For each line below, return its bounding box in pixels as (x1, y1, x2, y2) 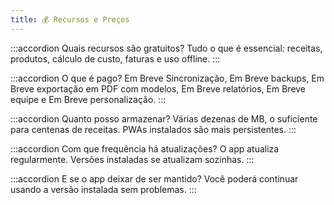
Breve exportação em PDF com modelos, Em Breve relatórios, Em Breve (10, 82, 307, 95)
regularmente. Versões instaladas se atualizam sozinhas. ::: (10, 153, 255, 165)
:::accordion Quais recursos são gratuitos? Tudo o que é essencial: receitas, (10, 42, 323, 54)
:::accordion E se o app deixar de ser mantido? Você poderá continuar (10, 172, 299, 185)
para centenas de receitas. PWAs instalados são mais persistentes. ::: (10, 123, 297, 135)
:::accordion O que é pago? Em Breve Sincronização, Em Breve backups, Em (10, 72, 325, 84)
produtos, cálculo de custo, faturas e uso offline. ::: (10, 52, 221, 65)
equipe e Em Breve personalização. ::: (10, 93, 167, 105)
